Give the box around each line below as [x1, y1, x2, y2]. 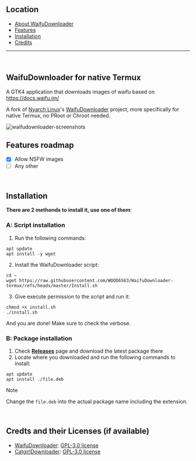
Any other [14, 162, 38, 169]
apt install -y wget [6, 251, 57, 257]
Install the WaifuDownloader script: [14, 261, 99, 268]
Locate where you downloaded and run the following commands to [14, 353, 176, 360]
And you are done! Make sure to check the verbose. [6, 319, 131, 326]
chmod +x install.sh [6, 304, 57, 310]
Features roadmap [6, 140, 74, 150]
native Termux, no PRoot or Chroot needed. [6, 112, 111, 119]
